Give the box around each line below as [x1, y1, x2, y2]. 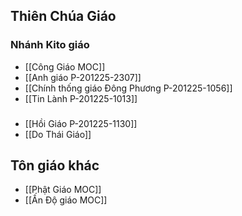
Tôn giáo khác [10, 157, 100, 174]
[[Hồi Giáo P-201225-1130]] [24, 117, 138, 129]
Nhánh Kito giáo [10, 38, 90, 52]
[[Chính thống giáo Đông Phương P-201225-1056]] [24, 82, 233, 94]
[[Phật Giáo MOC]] [24, 184, 102, 196]
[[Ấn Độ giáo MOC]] [24, 194, 108, 206]
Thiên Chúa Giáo [10, 8, 117, 25]
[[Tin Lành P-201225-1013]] [24, 92, 138, 104]
